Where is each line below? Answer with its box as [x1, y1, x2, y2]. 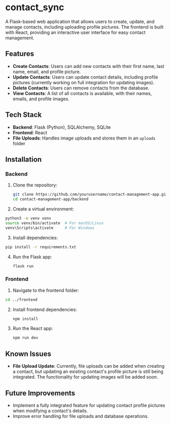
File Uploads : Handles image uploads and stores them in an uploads [12, 135, 156, 141]
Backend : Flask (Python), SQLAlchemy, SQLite [12, 124, 111, 130]
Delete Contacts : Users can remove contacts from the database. [12, 85, 150, 91]
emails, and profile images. [12, 96, 70, 102]
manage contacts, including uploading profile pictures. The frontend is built [5, 23, 164, 30]
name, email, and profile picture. [12, 68, 81, 75]
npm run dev [12, 335, 38, 341]
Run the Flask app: [12, 253, 52, 260]
